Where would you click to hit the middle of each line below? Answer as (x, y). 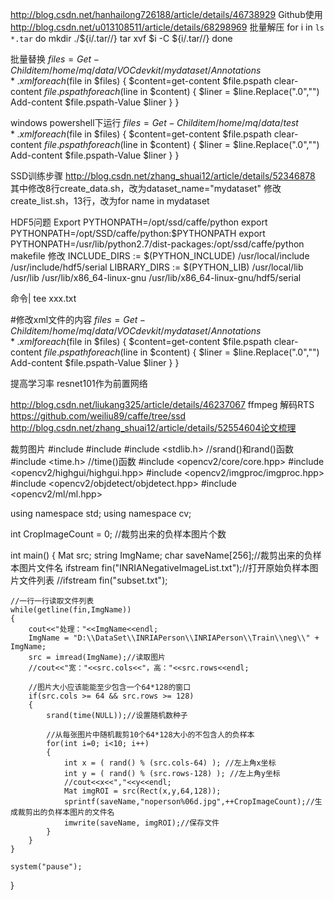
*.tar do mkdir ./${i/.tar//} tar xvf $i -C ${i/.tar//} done (121, 38)
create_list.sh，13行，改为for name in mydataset (110, 201)
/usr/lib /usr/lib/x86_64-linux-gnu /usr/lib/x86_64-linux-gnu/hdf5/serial (156, 277)
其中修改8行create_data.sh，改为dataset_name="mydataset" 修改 (146, 188)
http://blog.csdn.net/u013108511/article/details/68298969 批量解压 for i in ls (167, 27)
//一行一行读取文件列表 (52, 601)
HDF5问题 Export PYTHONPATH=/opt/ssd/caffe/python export (139, 222)
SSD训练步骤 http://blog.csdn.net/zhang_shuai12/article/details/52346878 (163, 176)
